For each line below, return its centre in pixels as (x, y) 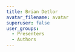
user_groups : (23, 28)
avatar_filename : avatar (37, 17)
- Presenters (28, 34)
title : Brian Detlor (32, 12)
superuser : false (28, 23)
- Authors (24, 39)
